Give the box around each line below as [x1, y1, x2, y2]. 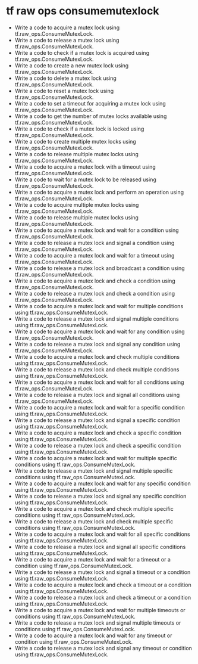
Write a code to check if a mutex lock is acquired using [14, 49, 150, 56]
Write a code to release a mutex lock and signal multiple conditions [14, 315, 180, 322]
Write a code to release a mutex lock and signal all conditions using [14, 391, 180, 398]
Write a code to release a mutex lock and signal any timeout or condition [14, 644, 192, 651]
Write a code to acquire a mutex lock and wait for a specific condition [14, 404, 186, 411]
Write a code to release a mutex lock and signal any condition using [14, 340, 181, 347]
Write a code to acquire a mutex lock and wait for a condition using [14, 226, 180, 234]
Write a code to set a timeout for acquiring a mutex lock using [14, 100, 166, 107]
